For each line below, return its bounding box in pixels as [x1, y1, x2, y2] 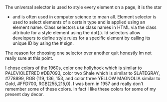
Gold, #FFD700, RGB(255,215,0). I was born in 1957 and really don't [5, 81, 144, 87]
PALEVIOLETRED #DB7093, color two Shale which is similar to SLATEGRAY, [5, 70, 161, 76]
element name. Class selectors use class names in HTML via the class [12, 24, 157, 30]
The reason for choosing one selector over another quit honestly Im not [5, 50, 152, 56]
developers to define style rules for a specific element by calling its [12, 35, 151, 41]
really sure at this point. [5, 55, 53, 61]
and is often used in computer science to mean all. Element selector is [12, 14, 157, 19]
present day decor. [5, 92, 44, 97]
